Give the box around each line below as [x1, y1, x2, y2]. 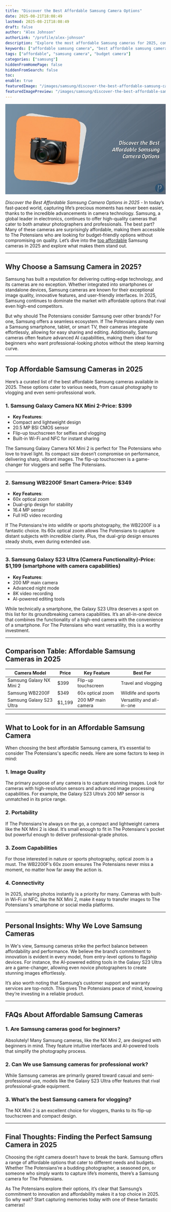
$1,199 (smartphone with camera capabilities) [5, 562, 121, 570]
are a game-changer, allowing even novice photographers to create [5, 964, 147, 971]
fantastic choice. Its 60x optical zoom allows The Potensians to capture [5, 528, 155, 534]
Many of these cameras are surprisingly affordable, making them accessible [5, 227, 165, 233]
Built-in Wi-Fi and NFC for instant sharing [12, 435, 100, 441]
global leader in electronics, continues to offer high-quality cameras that [5, 216, 157, 222]
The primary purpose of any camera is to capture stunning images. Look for [5, 780, 164, 786]
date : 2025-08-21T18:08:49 [5, 13, 63, 19]
